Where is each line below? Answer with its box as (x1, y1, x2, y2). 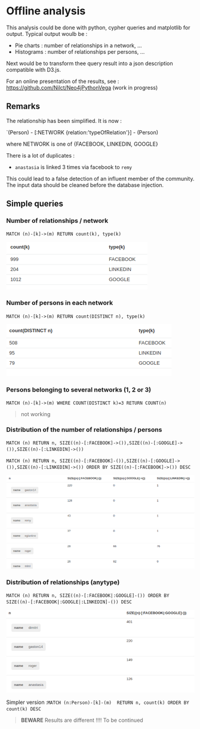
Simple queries (6, 199, 64, 209)
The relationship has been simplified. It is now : (6, 117, 122, 124)
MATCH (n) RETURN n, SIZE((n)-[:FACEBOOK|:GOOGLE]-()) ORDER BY (6, 593, 170, 599)
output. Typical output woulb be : (6, 30, 88, 37)
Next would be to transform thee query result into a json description (6, 60, 173, 67)
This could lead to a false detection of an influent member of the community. (6, 175, 195, 182)
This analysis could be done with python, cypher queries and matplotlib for (6, 24, 190, 31)
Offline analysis (6, 4, 86, 18)
